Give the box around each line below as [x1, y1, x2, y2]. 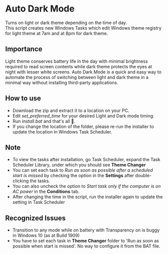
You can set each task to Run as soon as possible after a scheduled [12, 167, 153, 173]
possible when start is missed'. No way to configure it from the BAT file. [12, 243, 160, 249]
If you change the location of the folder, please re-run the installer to [12, 123, 154, 130]
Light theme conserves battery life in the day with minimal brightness [5, 58, 148, 64]
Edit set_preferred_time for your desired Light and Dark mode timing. [12, 112, 154, 118]
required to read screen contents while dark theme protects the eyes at [5, 63, 152, 69]
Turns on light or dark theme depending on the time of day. [5, 20, 127, 26]
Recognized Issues [5, 214, 66, 222]
